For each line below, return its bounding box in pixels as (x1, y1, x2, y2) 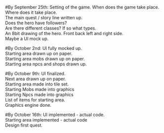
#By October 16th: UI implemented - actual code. (5, 112, 105, 118)
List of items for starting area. (5, 97, 65, 103)
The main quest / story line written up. (5, 15, 83, 20)
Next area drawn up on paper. (5, 76, 66, 82)
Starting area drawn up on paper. (5, 50, 73, 56)
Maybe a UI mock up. (5, 36, 48, 42)
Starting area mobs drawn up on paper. (5, 56, 85, 61)
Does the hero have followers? (5, 20, 67, 26)
